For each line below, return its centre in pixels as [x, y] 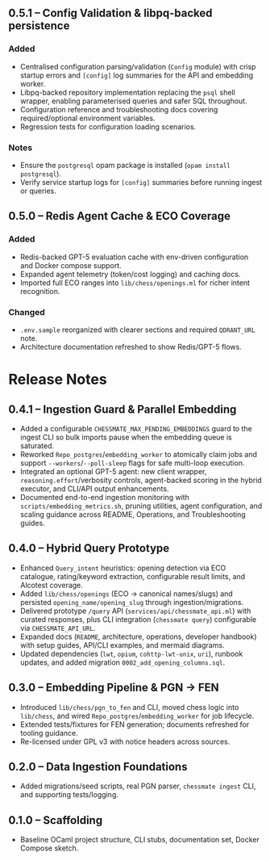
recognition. [40, 291]
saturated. [37, 445]
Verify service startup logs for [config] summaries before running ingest [141, 182]
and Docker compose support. [71, 265]
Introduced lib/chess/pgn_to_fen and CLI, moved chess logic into [129, 707]
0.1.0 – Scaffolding [56, 820]
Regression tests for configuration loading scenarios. [108, 126]
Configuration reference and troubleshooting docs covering [119, 109]
